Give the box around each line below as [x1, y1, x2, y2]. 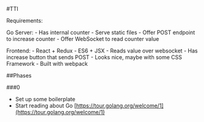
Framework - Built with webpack [6, 60, 89, 67]
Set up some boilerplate [15, 96, 76, 102]
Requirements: [6, 17, 43, 24]
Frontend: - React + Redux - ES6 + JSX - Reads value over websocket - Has [6, 47, 198, 54]
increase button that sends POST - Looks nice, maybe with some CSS [6, 54, 182, 60]
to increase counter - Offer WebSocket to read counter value [6, 35, 159, 42]
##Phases [6, 72, 32, 79]
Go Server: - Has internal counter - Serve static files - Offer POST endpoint [6, 29, 195, 36]
